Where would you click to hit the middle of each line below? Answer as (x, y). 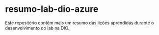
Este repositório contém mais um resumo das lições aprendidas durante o (79, 23)
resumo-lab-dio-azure (52, 9)
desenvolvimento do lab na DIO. (37, 28)
